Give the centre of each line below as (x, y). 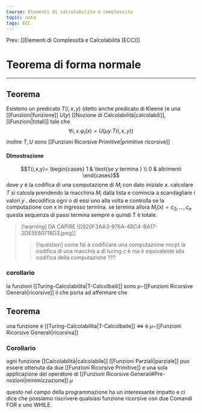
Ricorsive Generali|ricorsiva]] (42, 332)
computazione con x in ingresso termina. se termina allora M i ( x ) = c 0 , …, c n (99, 207)
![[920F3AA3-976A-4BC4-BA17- (118, 226)
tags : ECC (19, 23)
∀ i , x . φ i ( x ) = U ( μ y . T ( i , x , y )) (101, 131)
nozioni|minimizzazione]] (37, 380)
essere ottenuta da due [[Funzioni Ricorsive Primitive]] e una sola (87, 367)
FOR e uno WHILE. (29, 405)
